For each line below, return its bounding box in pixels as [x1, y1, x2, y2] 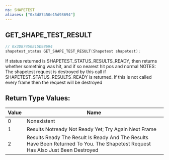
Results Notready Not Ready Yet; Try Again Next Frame [27, 126, 157, 133]
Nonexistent [27, 117, 55, 124]
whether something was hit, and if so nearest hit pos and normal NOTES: [5, 64, 156, 70]
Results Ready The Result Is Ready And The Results [27, 134, 149, 141]
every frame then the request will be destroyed [5, 79, 103, 86]
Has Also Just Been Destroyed [27, 146, 99, 153]
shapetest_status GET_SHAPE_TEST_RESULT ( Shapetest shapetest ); [5, 49, 141, 54]
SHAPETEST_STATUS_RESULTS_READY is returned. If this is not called [5, 74, 152, 80]
